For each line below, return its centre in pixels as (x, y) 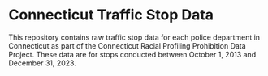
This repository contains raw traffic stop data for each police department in (134, 37)
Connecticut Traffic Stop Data (111, 15)
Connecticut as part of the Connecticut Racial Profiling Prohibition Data (127, 45)
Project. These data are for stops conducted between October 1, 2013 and (132, 54)
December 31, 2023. (43, 63)
